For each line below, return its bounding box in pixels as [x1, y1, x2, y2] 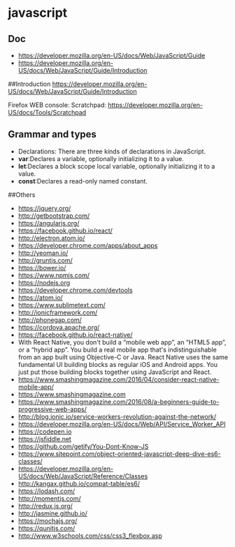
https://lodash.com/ [17, 487, 76, 495]
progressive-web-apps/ [17, 405, 87, 413]
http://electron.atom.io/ [17, 233, 85, 242]
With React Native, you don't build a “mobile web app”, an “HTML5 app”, [17, 338, 227, 346]
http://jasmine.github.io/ [17, 509, 88, 518]
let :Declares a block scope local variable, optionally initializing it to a [17, 162, 215, 170]
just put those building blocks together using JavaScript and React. [17, 368, 212, 376]
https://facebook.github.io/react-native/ [17, 331, 133, 339]
